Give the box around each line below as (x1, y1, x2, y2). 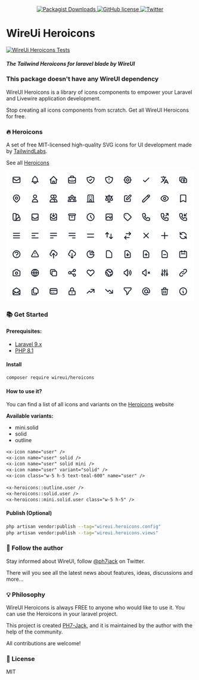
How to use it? (6, 387, 42, 394)
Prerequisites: (6, 327, 42, 335)
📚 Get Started (6, 310, 49, 318)
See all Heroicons (6, 159, 49, 167)
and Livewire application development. (6, 94, 101, 102)
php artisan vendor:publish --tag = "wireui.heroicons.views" (6, 529, 159, 536)
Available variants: (6, 412, 54, 419)
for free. (6, 112, 26, 120)
